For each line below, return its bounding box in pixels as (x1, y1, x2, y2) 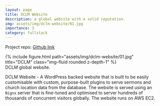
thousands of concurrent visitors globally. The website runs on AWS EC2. (5, 95, 156, 101)
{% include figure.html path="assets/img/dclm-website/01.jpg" (5, 54, 134, 60)
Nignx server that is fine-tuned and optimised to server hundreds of (5, 90, 143, 96)
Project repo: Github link (5, 44, 55, 50)
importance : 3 (5, 26, 35, 31)
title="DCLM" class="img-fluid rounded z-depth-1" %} (5, 59, 117, 65)
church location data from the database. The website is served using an (5, 85, 153, 90)
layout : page (5, 7, 32, 12)
